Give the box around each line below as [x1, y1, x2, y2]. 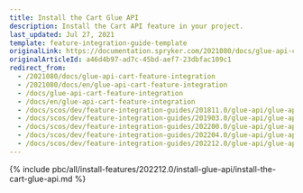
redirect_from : [9, 64, 67, 73]
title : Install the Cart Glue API [9, 13, 140, 23]
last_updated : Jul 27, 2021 [9, 30, 115, 39]
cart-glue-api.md [9, 173, 73, 184]
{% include [9, 163, 50, 174]
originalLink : [9, 47, 63, 56]
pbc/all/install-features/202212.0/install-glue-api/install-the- [51, 163, 277, 174]
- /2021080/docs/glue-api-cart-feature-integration [17, 72, 216, 81]
